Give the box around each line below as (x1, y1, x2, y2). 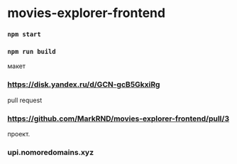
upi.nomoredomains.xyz (7, 147, 94, 157)
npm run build (7, 48, 56, 56)
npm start (7, 31, 41, 38)
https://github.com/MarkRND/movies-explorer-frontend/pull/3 (7, 114, 229, 124)
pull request (7, 96, 43, 104)
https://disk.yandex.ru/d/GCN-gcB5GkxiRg (7, 80, 160, 89)
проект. (7, 130, 31, 138)
